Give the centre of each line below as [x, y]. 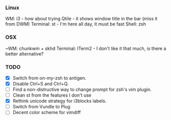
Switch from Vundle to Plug [41, 107]
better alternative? [25, 54]
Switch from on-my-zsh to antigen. [50, 78]
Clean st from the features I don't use [52, 95]
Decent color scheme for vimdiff [47, 112]
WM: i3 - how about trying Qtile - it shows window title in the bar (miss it [81, 19]
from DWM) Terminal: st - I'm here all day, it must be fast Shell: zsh [76, 24]
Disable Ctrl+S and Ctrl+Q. [41, 83]
